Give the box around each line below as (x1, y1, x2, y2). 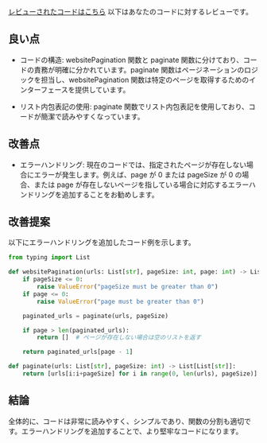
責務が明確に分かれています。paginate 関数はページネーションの (33, 64, 245, 74)
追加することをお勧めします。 (61, 189, 159, 199)
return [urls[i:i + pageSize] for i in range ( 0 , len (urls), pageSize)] (22, 370, 258, 378)
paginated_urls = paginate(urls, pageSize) (22, 312, 169, 320)
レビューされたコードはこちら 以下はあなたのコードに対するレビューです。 (8, 7, 253, 16)
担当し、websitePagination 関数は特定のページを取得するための (41, 75, 250, 84)
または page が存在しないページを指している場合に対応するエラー (33, 180, 250, 189)
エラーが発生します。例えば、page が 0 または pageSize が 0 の (33, 169, 242, 179)
